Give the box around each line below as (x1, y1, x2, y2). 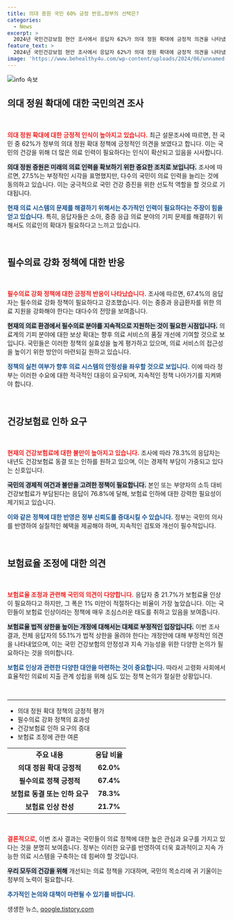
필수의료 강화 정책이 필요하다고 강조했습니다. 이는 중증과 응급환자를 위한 (19, 298, 215, 307)
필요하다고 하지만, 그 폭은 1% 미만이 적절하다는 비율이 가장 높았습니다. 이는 (14, 599, 217, 607)
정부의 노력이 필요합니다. (7, 876, 74, 883)
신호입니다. (14, 466, 45, 475)
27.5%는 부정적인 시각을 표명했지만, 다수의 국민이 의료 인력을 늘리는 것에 (21, 171, 219, 180)
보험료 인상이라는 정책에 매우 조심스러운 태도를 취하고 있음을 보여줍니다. (25, 608, 221, 616)
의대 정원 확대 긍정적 (17, 763, 82, 772)
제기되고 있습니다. (7, 498, 56, 506)
